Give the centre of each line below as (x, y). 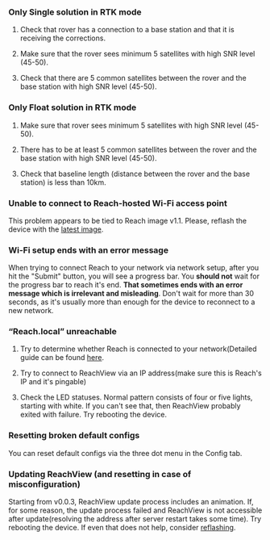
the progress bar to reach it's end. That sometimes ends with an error (126, 285)
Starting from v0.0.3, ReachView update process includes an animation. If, (131, 502)
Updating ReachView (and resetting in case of (100, 474)
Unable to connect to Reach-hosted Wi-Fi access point (118, 203)
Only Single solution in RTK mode (75, 12)
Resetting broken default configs (74, 436)
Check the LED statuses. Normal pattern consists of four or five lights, (136, 397)
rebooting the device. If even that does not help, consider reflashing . (122, 528)
